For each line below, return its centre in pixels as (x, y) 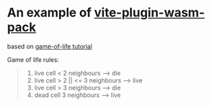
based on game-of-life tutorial (50, 46)
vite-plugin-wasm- (149, 13)
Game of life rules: (33, 59)
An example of (49, 13)
